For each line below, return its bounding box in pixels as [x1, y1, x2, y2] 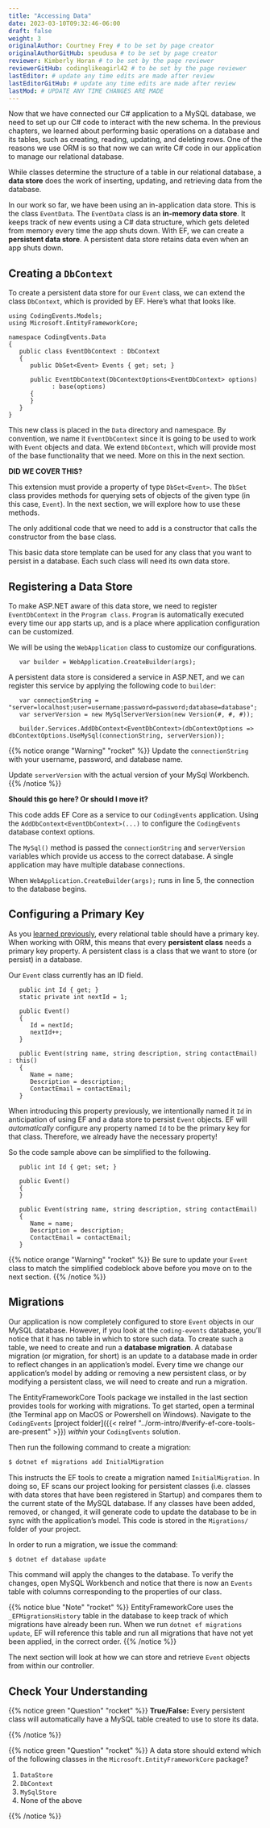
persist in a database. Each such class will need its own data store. [8, 556, 231, 566]
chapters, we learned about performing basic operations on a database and [8, 126, 260, 136]
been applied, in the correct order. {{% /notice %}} [8, 1637, 177, 1646]
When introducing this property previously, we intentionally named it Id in [8, 1106, 252, 1115]
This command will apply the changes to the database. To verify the [8, 1570, 234, 1579]
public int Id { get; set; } [19, 1163, 117, 1171]
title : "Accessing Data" [8, 11, 92, 20]
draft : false [8, 27, 52, 35]
